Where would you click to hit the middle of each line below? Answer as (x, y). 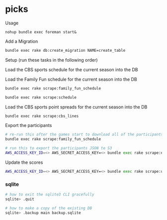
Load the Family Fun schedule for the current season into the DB (71, 79)
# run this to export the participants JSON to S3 (59, 148)
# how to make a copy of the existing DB (49, 208)
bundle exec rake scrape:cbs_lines (42, 116)
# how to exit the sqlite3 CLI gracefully (50, 195)
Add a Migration (22, 41)
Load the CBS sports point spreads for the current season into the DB (76, 107)
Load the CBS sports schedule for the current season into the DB (72, 69)
